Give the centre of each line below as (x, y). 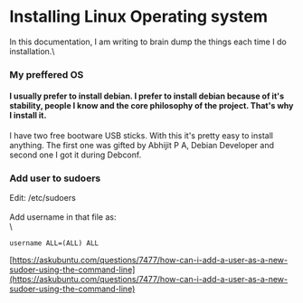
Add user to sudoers (55, 178)
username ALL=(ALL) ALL (54, 243)
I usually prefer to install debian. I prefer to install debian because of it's (147, 96)
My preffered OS (47, 74)
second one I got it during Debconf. (76, 155)
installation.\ (32, 51)
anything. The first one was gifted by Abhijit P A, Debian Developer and (142, 146)
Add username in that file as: (63, 217)
